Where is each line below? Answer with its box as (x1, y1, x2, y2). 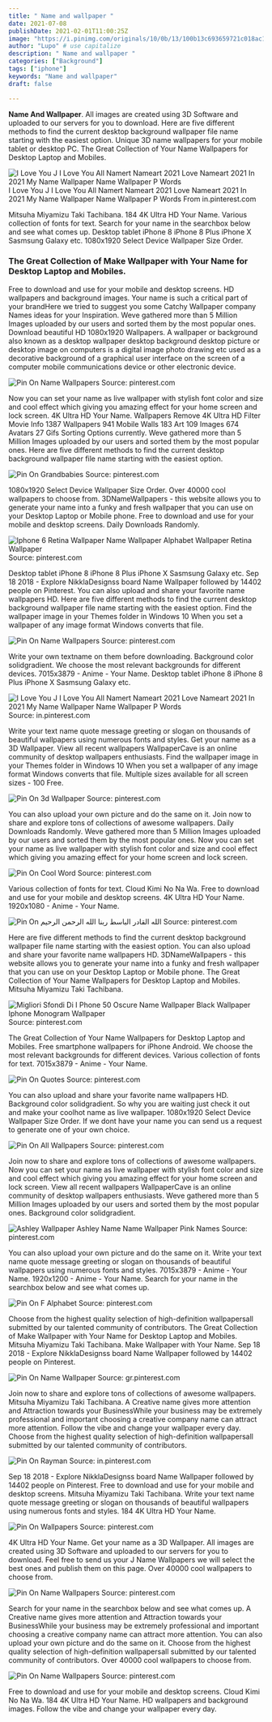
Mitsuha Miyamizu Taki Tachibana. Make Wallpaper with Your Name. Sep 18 (8, 1340, 261, 1350)
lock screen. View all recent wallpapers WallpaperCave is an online (8, 1182, 232, 1191)
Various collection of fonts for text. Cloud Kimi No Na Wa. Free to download (8, 884, 260, 893)
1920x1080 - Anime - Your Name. (8, 901, 120, 911)
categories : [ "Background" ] (8, 58, 104, 66)
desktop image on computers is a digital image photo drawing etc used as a (8, 344, 261, 354)
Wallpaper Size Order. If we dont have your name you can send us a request (8, 1116, 262, 1126)
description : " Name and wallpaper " (8, 50, 136, 58)
